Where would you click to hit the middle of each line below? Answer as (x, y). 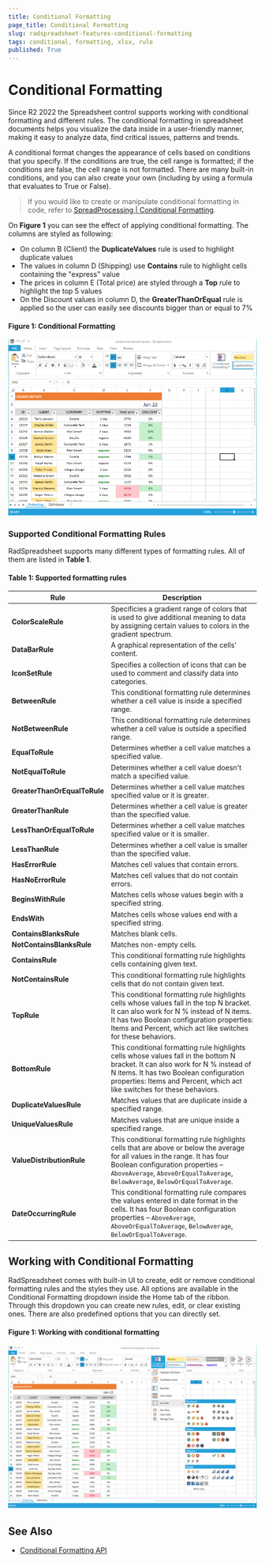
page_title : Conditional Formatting (68, 25)
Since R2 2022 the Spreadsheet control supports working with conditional (128, 112)
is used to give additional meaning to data (178, 618)
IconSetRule (32, 673)
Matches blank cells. (144, 933)
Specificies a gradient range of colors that (179, 609)
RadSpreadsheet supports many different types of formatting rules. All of (127, 551)
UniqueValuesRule (42, 1124)
